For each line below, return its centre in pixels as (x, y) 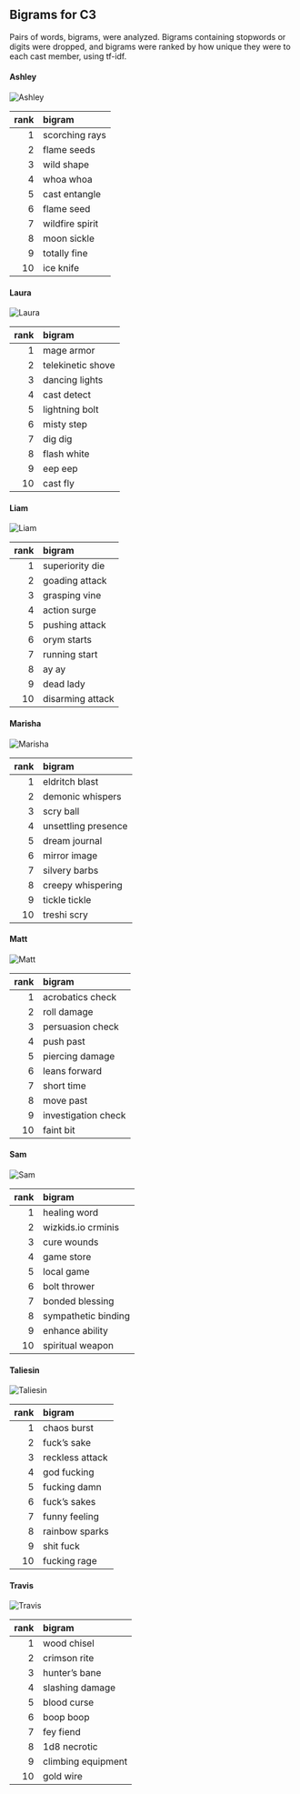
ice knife (61, 268)
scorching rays (75, 135)
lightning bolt (70, 410)
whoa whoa (67, 179)
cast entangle (72, 195)
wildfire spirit (70, 224)
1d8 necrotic (70, 1747)
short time (64, 1086)
